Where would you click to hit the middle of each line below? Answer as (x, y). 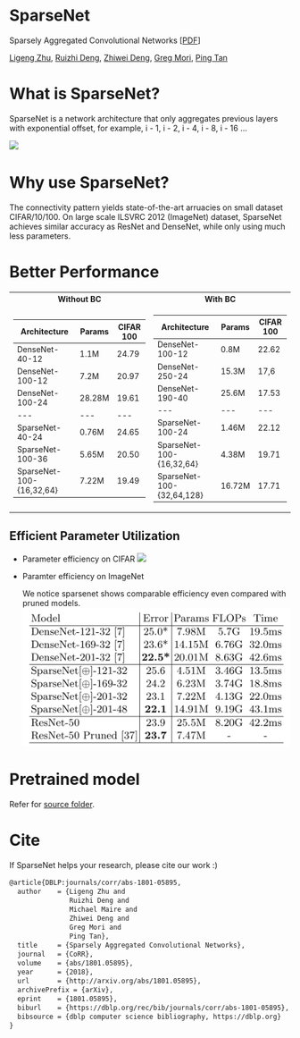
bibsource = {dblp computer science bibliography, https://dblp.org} (149, 1017)
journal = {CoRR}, (55, 954)
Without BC (79, 300)
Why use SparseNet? (89, 183)
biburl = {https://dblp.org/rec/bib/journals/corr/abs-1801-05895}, (154, 1008)
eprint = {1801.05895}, (67, 999)
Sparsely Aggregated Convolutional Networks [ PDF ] (105, 40)
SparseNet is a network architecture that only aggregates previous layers (144, 118)
